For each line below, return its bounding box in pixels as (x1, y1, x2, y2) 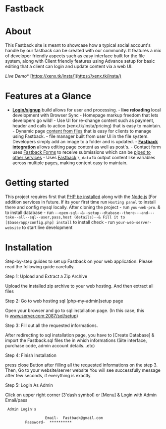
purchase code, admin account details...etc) (5, 342, 95, 348)
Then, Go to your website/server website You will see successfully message (5, 367, 161, 373)
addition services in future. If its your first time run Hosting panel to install (5, 199, 156, 205)
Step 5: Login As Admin (5, 382, 54, 388)
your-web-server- (115, 220, 152, 225)
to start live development (22, 224, 73, 230)
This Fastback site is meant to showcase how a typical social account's (5, 42, 151, 48)
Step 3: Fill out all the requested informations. (5, 322, 98, 328)
